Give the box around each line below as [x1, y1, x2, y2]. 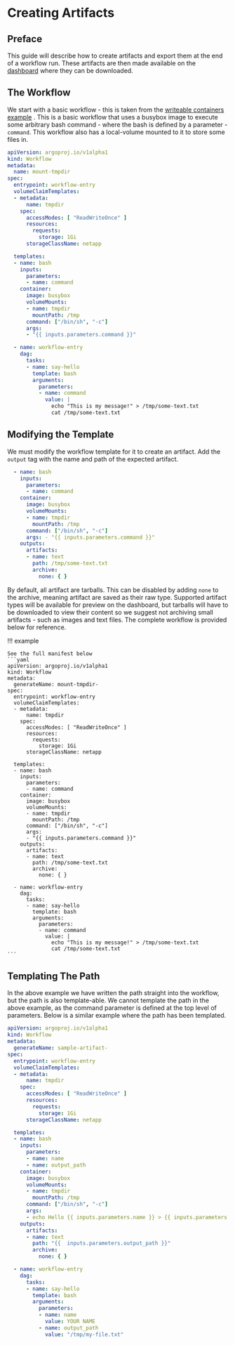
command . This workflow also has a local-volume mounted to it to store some [7, 128, 226, 136]
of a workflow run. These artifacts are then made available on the [7, 59, 196, 67]
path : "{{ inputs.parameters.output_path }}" [32, 1240, 171, 1247]
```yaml [7, 656, 30, 663]
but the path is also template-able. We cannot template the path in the [7, 996, 209, 1005]
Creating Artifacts [7, 5, 114, 21]
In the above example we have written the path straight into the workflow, [7, 989, 220, 997]
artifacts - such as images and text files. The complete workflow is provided [7, 615, 227, 624]
